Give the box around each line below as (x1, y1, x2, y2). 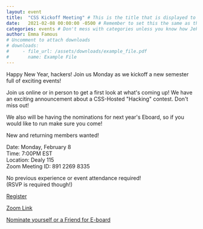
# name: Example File (6, 54, 77, 60)
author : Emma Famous (6, 32, 59, 38)
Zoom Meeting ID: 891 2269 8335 (6, 162, 90, 170)
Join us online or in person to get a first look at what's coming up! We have (6, 88, 193, 96)
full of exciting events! (6, 77, 62, 84)
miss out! (6, 101, 29, 109)
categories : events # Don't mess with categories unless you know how (6, 25, 188, 32)
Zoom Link (6, 204, 33, 211)
